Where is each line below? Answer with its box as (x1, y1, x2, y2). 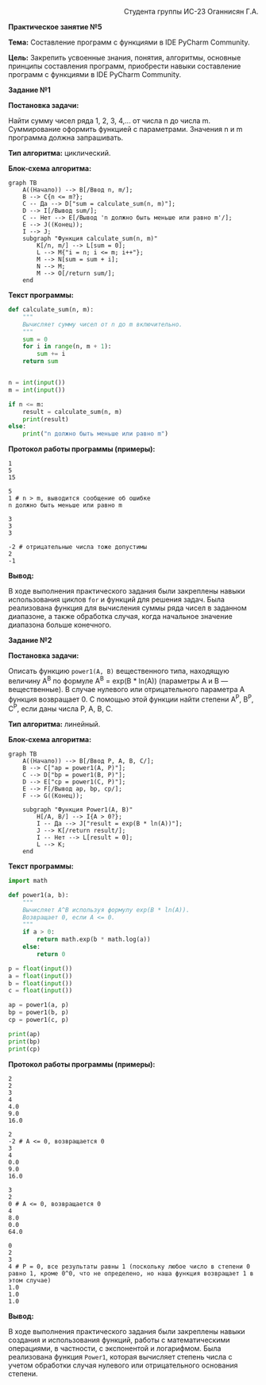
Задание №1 (8, 85, 52, 95)
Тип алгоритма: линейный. (8, 719, 101, 729)
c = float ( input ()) (8, 987, 73, 995)
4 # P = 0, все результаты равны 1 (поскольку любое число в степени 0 (8, 1263, 250, 1271)
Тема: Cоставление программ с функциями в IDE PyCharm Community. (8, 37, 250, 47)
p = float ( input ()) (8, 965, 73, 973)
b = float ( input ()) (8, 979, 73, 988)
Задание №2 (8, 636, 52, 645)
